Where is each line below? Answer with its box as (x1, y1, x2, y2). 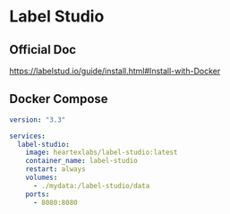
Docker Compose (9, 91, 109, 107)
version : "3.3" (9, 115, 66, 124)
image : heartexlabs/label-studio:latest (25, 148, 178, 158)
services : (9, 132, 47, 141)
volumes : (25, 173, 58, 183)
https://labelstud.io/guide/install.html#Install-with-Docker (9, 65, 221, 76)
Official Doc (9, 42, 77, 57)
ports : (25, 190, 50, 199)
